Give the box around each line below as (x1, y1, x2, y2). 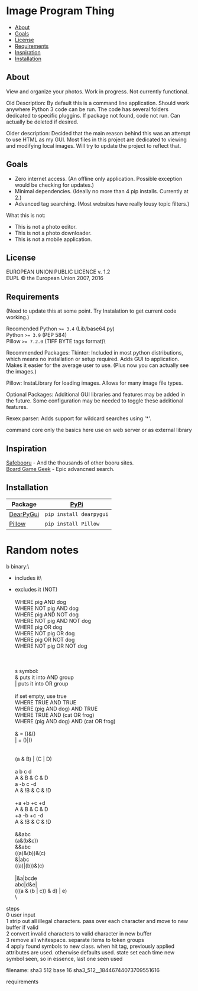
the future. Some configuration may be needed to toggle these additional (6, 397, 184, 404)
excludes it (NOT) (14, 586, 58, 593)
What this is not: (6, 212, 46, 219)
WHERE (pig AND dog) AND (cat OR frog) (14, 717, 116, 724)
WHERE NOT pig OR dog (14, 629, 75, 636)
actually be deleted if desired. (6, 118, 79, 125)
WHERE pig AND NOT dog (14, 610, 79, 618)
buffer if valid (6, 924, 39, 931)
